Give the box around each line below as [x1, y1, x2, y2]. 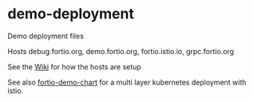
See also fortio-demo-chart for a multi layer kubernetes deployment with [7, 77, 247, 87]
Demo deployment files [7, 31, 85, 41]
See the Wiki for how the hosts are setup [7, 61, 141, 72]
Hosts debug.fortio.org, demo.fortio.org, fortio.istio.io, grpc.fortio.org [7, 46, 235, 56]
